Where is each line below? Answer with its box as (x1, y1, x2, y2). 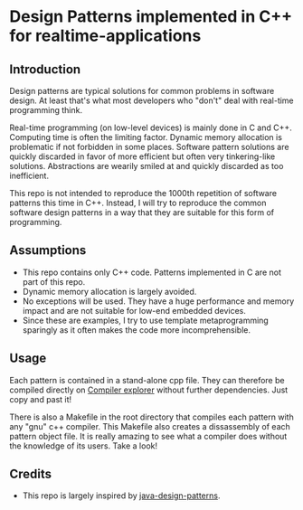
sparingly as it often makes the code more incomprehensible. (22, 324, 251, 335)
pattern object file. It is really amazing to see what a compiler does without (9, 430, 288, 441)
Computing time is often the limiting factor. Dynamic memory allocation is (9, 132, 283, 142)
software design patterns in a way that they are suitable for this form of (9, 207, 275, 218)
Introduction (9, 61, 81, 77)
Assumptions (9, 242, 87, 259)
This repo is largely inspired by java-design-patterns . (22, 490, 221, 501)
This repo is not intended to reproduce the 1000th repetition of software (9, 188, 278, 198)
